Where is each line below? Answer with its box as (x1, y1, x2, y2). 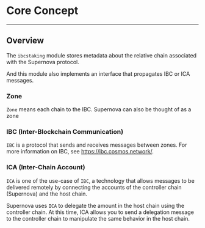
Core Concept (6, 4, 79, 18)
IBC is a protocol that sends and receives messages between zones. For (6, 141, 187, 149)
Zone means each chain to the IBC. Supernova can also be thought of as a (6, 106, 192, 113)
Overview (6, 35, 45, 46)
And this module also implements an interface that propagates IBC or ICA (6, 70, 190, 77)
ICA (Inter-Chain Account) (6, 163, 85, 172)
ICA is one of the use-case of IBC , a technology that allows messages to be (6, 177, 195, 184)
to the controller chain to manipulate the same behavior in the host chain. (6, 215, 190, 222)
